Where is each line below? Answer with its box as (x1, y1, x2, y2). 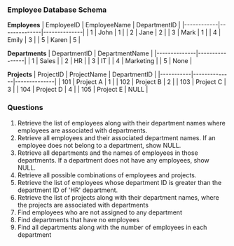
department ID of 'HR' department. (17, 186, 118, 194)
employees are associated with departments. (17, 126, 148, 135)
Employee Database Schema (7, 5, 107, 15)
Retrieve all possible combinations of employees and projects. (17, 170, 197, 179)
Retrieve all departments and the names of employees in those (17, 149, 198, 157)
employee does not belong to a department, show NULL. (17, 141, 181, 149)
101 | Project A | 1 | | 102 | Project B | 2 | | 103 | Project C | (62, 78, 226, 86)
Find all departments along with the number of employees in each (17, 223, 207, 231)
